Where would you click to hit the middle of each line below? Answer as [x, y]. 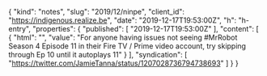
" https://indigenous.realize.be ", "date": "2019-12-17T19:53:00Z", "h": [123, 20]
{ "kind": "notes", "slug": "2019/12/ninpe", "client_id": [96, 12]
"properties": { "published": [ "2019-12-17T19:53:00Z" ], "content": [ [145, 29]
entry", [19, 29]
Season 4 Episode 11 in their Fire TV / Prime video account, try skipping [127, 46]
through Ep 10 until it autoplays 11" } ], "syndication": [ [98, 55]
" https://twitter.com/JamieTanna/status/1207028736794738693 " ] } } [123, 63]
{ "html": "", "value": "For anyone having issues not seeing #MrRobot [123, 37]
